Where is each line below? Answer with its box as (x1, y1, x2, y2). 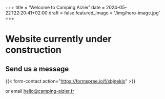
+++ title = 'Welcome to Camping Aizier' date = (5, 5, 105, 10)
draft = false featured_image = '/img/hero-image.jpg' (48, 10, 160, 16)
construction (5, 44, 61, 56)
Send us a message (5, 64, 69, 73)
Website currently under (5, 33, 112, 45)
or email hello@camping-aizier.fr (5, 88, 74, 94)
